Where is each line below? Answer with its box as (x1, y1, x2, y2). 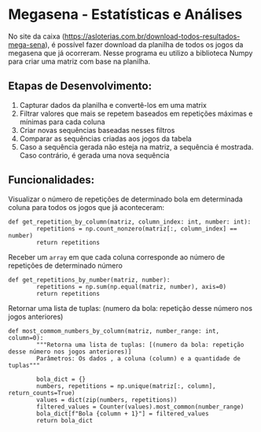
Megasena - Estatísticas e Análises (8, 6, 243, 24)
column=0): (8, 334, 44, 342)
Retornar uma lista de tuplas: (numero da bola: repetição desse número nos (8, 303, 253, 312)
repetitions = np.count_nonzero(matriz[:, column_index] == (36, 224, 237, 233)
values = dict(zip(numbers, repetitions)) (36, 396, 178, 404)
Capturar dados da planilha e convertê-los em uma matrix (19, 100, 207, 109)
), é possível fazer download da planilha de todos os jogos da (45, 39, 244, 49)
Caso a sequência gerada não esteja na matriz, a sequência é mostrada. (19, 142, 254, 151)
